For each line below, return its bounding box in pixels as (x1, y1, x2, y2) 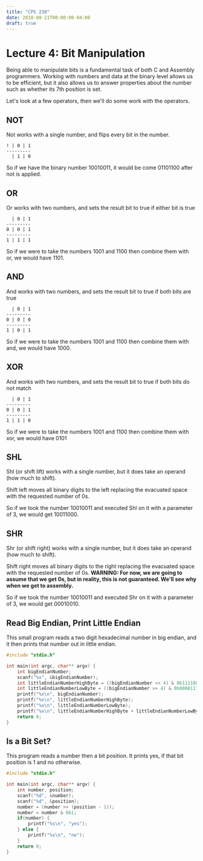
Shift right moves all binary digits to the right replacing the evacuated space (6, 563, 195, 570)
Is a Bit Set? (6, 736, 51, 746)
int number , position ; (17, 787, 74, 793)
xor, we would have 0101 (6, 434, 67, 441)
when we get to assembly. (6, 582, 74, 589)
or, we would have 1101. (6, 254, 65, 261)
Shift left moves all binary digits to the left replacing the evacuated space (6, 486, 188, 494)
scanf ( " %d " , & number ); (17, 792, 74, 799)
